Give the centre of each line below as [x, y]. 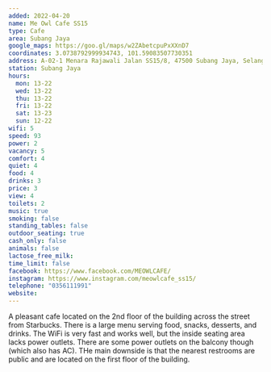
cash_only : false [38, 241]
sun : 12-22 [34, 121]
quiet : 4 [23, 166]
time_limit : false [39, 263]
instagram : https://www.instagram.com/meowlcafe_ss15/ [102, 278]
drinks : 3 [25, 181]
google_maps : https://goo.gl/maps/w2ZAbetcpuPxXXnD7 [99, 46]
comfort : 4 [27, 158]
